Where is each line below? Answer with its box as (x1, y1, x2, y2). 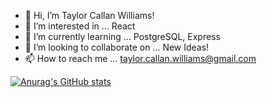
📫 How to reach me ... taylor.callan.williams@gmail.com (24, 53, 257, 64)
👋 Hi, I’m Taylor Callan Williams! (24, 10, 155, 21)
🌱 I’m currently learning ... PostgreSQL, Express (24, 31, 221, 42)
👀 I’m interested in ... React (24, 20, 136, 32)
